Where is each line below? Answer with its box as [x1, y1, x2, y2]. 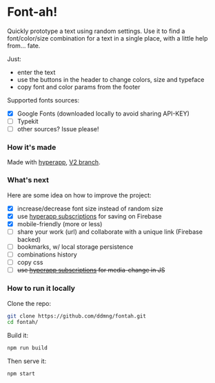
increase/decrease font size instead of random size [17, 204, 163, 212]
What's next [7, 175, 50, 185]
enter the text [17, 68, 56, 76]
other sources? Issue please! [17, 125, 99, 133]
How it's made [7, 142, 57, 152]
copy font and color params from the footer [17, 83, 141, 91]
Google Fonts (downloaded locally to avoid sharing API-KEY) [17, 109, 190, 118]
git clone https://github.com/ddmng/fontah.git [7, 312, 147, 320]
